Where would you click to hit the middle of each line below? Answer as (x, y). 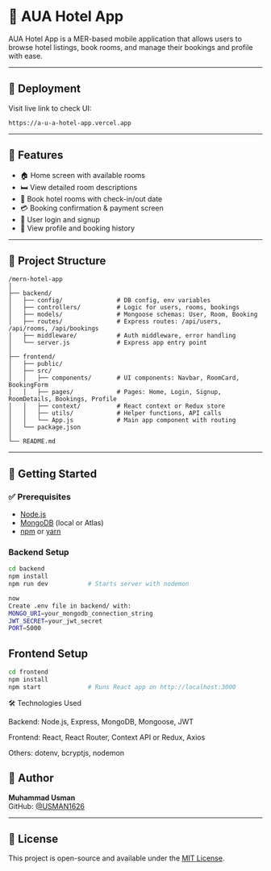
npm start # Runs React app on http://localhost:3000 (122, 687)
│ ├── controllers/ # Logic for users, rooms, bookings (124, 308)
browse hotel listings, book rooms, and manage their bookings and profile (131, 47)
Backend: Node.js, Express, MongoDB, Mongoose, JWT (101, 721)
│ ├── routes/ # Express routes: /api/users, (115, 321)
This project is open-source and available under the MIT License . (117, 858)
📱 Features (36, 155)
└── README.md (32, 442)
